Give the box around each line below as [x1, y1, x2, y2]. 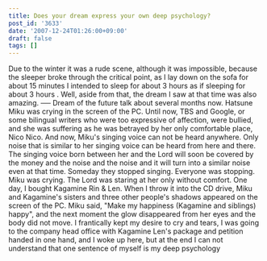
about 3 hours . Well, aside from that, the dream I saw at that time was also [8, 89, 257, 99]
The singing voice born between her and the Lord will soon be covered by [8, 150, 254, 159]
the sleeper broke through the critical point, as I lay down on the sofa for [8, 72, 248, 82]
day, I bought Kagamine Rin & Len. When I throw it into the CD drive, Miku [8, 184, 252, 193]
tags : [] [8, 42, 38, 50]
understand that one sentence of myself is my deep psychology [8, 243, 220, 254]
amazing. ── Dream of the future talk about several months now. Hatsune [8, 98, 253, 108]
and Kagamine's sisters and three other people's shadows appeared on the [8, 193, 258, 202]
